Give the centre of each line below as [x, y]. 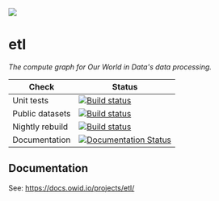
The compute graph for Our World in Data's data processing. [110, 67]
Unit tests [31, 100]
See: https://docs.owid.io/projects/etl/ [72, 188]
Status [125, 86]
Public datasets [42, 113]
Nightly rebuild [40, 127]
